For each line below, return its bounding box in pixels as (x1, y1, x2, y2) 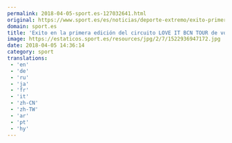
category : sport (7, 49, 54, 56)
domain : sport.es (7, 23, 57, 30)
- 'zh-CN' (10, 100, 39, 107)
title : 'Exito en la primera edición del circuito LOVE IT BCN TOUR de (7, 29, 217, 36)
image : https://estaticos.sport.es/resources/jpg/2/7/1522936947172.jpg (7, 36, 221, 43)
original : (7, 16, 36, 23)
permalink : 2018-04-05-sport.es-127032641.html (7, 10, 147, 17)
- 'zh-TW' (10, 106, 39, 113)
